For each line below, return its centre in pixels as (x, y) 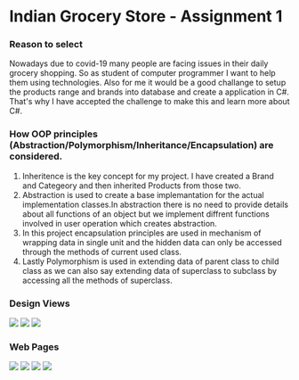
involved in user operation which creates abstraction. (120, 223)
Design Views (40, 303)
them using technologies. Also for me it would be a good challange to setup (148, 83)
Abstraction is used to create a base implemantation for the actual (143, 194)
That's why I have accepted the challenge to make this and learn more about (149, 102)
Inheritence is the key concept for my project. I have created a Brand (148, 176)
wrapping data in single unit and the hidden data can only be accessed (152, 242)
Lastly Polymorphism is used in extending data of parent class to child (150, 261)
